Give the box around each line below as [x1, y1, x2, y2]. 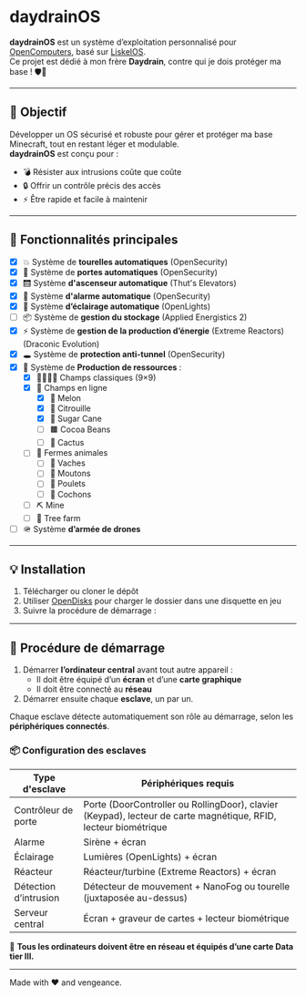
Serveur [14, 906, 48, 919]
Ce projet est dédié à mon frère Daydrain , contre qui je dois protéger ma [9, 56, 282, 67]
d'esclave [22, 782, 66, 795]
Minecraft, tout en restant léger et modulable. [9, 139, 179, 149]
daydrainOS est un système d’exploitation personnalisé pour [9, 36, 237, 47]
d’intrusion [14, 891, 60, 904]
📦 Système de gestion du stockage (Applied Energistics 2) [22, 312, 248, 323]
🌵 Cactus [49, 437, 85, 448]
